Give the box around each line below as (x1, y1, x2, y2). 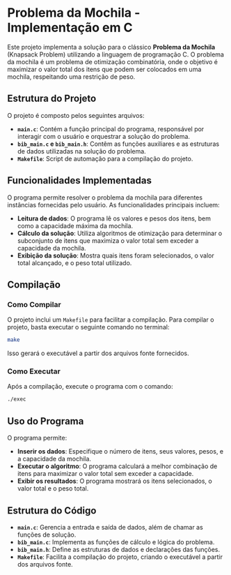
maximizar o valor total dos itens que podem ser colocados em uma (7, 65, 202, 73)
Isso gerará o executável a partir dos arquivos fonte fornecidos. (7, 349, 189, 357)
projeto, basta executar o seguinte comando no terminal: (7, 323, 170, 331)
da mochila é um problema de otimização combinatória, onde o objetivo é (7, 57, 218, 66)
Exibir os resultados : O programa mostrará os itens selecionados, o (17, 477, 212, 486)
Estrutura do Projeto (7, 93, 97, 105)
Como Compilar (7, 299, 61, 309)
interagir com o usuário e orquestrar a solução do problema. (17, 132, 190, 140)
